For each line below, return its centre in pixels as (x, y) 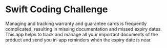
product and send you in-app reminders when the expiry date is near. (79, 40)
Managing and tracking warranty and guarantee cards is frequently (76, 23)
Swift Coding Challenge (57, 9)
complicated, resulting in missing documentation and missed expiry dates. (84, 29)
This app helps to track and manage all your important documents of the (82, 34)
